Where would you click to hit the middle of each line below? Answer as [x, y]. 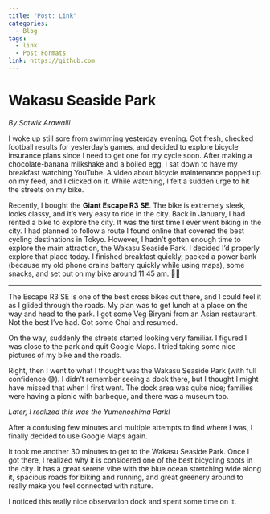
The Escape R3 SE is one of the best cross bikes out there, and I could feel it [135, 296]
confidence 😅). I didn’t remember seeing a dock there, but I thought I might [133, 379]
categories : [28, 23]
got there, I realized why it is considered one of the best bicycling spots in [131, 460]
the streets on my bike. [46, 189]
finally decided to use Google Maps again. [78, 436]
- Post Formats [41, 53]
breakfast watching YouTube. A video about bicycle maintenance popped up [135, 172]
